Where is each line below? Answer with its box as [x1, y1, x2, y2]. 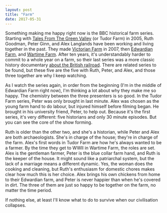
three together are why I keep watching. [5, 73, 87, 79]
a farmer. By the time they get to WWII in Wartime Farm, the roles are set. [5, 145, 156, 151]
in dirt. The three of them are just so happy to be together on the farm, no [5, 182, 156, 188]
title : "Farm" [5, 12, 35, 17]
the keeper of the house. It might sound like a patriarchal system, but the [5, 156, 155, 162]
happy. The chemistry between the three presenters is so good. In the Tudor [5, 93, 162, 99]
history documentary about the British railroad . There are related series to [5, 62, 157, 68]
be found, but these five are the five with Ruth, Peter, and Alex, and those [5, 67, 156, 73]
